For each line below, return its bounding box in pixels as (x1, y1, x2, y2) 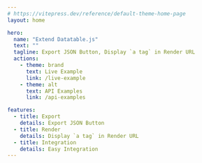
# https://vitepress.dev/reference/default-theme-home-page (7, 10, 187, 17)
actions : (13, 55, 39, 63)
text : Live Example (25, 68, 82, 75)
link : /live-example (25, 75, 86, 81)
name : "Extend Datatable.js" (13, 36, 99, 42)
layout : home (7, 17, 45, 24)
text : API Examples (25, 88, 82, 95)
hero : (7, 29, 23, 36)
